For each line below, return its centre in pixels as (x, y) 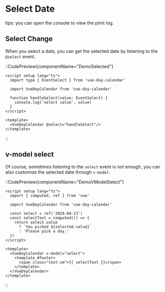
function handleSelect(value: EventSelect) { (59, 98)
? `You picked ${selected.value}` (55, 226)
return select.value (36, 222)
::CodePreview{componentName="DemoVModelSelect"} (65, 182)
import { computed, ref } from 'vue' (50, 196)
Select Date (30, 9)
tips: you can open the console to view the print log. (60, 23)
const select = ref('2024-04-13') (46, 213)
